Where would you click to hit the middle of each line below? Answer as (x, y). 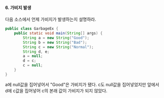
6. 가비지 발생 (18, 7)
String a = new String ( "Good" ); (56, 38)
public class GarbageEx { (32, 29)
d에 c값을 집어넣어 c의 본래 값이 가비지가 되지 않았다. (56, 91)
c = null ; (33, 65)
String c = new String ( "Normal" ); (58, 47)
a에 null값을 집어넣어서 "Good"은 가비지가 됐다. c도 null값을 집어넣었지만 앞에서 (82, 84)
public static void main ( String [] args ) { (58, 33)
